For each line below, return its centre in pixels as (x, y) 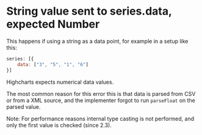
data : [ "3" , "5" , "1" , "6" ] (53, 64)
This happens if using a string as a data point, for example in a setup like (97, 41)
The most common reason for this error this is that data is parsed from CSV (101, 93)
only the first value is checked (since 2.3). (59, 125)
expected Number (53, 24)
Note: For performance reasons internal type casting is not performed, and (100, 119)
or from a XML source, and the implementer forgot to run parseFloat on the (101, 100)
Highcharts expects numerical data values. (60, 82)
